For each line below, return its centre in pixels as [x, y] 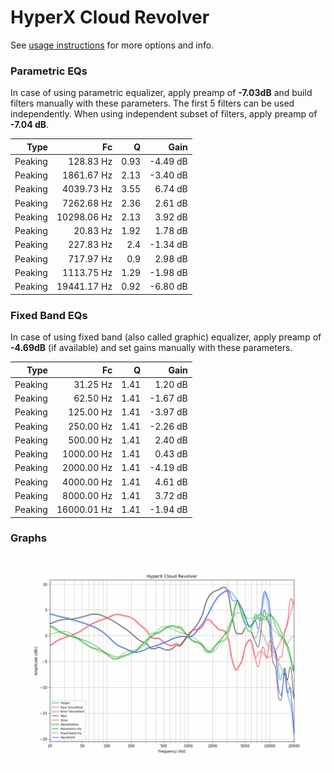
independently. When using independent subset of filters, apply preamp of [164, 114]
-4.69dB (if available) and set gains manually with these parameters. [151, 348]
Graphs [28, 538]
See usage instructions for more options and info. [112, 45]
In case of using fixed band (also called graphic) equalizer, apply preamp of [166, 337]
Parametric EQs [49, 71]
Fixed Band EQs [49, 315]
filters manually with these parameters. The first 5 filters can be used [152, 103]
